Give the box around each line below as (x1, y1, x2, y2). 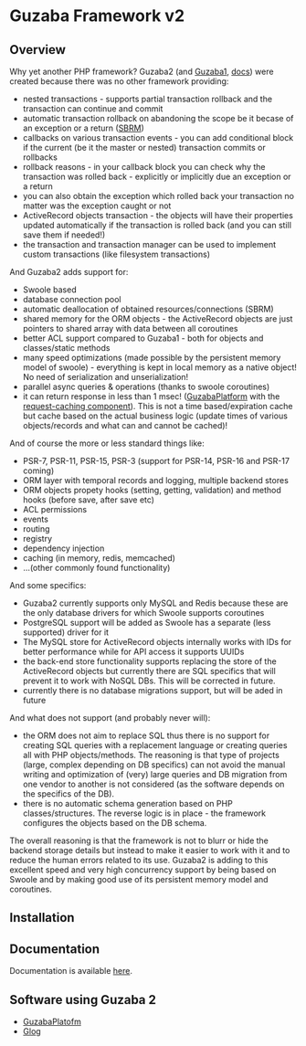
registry (22, 534, 53, 544)
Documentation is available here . (9, 966, 132, 977)
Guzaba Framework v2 (9, 5, 185, 26)
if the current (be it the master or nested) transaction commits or (22, 143, 267, 153)
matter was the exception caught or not (22, 200, 172, 211)
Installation (9, 910, 75, 925)
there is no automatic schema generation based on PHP (22, 798, 233, 808)
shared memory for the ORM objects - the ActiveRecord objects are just (22, 313, 293, 324)
